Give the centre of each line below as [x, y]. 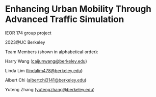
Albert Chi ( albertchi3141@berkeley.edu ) [46, 80]
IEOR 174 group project [28, 33]
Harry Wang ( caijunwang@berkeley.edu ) [46, 61]
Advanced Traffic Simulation [65, 19]
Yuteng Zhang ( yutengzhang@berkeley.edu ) [50, 89]
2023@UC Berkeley [25, 42]
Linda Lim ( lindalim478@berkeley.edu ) [44, 70]
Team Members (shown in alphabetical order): [52, 52]
